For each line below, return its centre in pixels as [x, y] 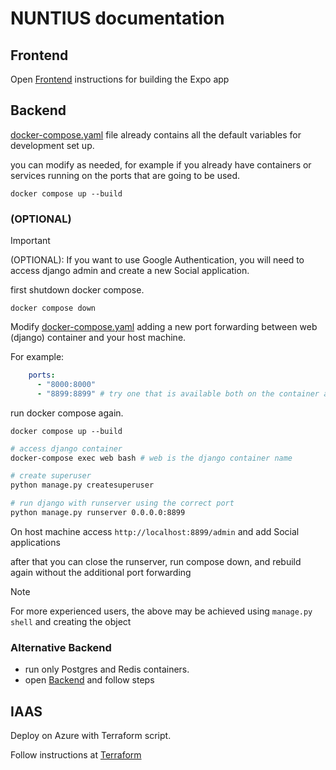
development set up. [52, 145]
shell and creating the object [71, 621]
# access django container [66, 448]
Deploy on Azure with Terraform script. [91, 736]
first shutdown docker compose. [77, 290]
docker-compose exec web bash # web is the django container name [151, 458]
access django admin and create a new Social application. [130, 271]
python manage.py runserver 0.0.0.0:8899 [98, 513]
